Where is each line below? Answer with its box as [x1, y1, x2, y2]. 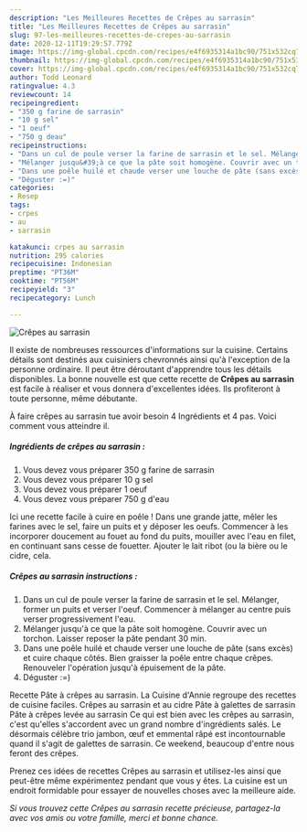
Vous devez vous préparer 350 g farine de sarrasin [22, 464, 215, 475]
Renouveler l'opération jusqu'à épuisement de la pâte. [22, 662, 227, 673]
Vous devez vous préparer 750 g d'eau [22, 493, 170, 504]
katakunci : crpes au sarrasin [9, 242, 125, 251]
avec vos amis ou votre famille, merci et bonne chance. [9, 812, 219, 823]
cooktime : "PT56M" [9, 276, 79, 286]
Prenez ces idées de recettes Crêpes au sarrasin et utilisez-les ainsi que [9, 765, 281, 776]
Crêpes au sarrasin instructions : [9, 571, 138, 581]
